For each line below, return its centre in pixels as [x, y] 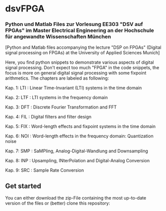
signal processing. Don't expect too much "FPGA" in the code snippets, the [82, 68]
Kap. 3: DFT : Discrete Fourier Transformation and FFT [61, 107]
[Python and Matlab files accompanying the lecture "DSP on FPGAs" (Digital [83, 47]
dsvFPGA [25, 9]
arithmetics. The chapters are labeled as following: [57, 78]
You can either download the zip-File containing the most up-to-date [76, 198]
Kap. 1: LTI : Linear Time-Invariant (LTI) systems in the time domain [74, 88]
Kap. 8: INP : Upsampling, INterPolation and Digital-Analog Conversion [78, 161]
